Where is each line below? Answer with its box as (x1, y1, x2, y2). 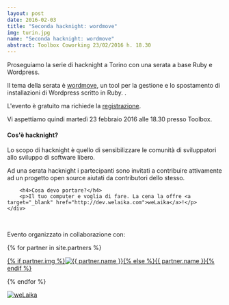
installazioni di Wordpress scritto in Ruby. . (7, 88, 126, 97)
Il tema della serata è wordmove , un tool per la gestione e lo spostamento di (7, 82, 221, 89)
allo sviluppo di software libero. (7, 154, 96, 162)
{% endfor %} (7, 278, 46, 286)
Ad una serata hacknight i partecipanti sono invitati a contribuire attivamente (7, 167, 222, 175)
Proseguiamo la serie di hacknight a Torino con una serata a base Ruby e (7, 61, 213, 69)
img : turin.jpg (7, 29, 51, 36)
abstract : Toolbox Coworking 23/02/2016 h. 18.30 (7, 42, 152, 49)
